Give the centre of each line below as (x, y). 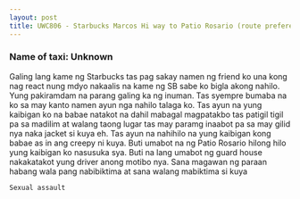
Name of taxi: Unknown (61, 57)
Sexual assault (37, 187)
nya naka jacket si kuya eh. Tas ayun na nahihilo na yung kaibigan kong (140, 133)
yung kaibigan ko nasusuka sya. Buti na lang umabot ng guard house (136, 152)
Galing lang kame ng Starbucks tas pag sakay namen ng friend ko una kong (148, 76)
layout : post (33, 17)
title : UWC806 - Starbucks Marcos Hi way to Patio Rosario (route (135, 26)
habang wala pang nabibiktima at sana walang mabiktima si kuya (129, 171)
